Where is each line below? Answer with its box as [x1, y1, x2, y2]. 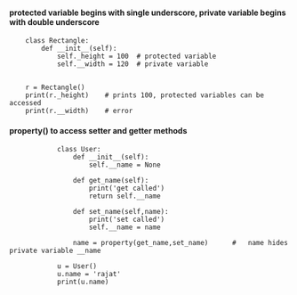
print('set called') [88, 215, 165, 225]
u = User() [56, 262, 98, 271]
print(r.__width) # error [25, 107, 133, 116]
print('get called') [88, 184, 165, 193]
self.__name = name [88, 223, 162, 232]
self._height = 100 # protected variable [56, 52, 217, 61]
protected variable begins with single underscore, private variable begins [9, 7, 286, 18]
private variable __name [9, 246, 101, 256]
